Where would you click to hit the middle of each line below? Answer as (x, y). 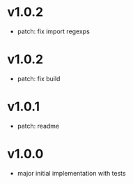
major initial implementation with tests (72, 173)
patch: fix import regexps (54, 31)
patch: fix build (39, 78)
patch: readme (38, 126)
